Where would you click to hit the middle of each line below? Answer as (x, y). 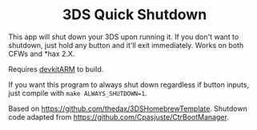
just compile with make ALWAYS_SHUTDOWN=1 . (78, 93)
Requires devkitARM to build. (56, 69)
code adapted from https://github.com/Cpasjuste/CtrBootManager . (119, 116)
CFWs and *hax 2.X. (42, 53)
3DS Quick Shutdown (135, 15)
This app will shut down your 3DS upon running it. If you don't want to (124, 37)
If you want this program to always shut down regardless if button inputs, (129, 85)
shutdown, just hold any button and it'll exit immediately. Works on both (126, 45)
